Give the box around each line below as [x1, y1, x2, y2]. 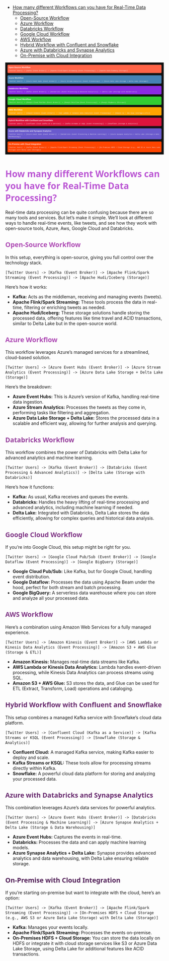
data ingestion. [12, 399, 44, 405]
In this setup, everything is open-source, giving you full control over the [5, 254, 154, 260]
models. [12, 845, 30, 851]
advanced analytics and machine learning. [5, 455, 93, 461]
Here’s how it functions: [5, 484, 54, 490]
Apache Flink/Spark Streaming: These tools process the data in [12, 299, 146, 305]
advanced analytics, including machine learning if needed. [12, 504, 134, 510]
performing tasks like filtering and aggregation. [12, 410, 110, 416]
